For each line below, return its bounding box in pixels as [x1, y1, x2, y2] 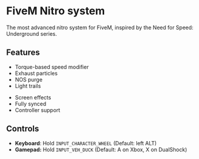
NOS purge [14, 76, 43, 83]
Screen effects [14, 93, 51, 101]
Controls [6, 124, 39, 134]
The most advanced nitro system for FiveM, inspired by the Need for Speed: [6, 24, 194, 31]
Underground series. [6, 30, 57, 37]
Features [6, 48, 40, 58]
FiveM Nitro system [6, 4, 105, 18]
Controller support [14, 106, 61, 114]
